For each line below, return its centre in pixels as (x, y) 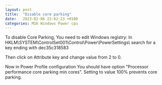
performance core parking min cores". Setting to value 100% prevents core (81, 72)
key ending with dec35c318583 (37, 48)
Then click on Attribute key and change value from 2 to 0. (64, 57)
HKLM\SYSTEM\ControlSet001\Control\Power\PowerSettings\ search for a (81, 43)
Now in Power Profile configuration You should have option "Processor (77, 67)
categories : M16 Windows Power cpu (42, 23)
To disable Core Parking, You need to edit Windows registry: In (69, 37)
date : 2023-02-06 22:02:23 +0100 (42, 19)
